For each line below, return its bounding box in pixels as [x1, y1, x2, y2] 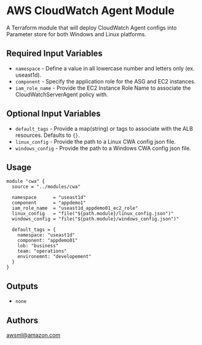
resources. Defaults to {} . [15, 131, 80, 139]
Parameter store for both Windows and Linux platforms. [6, 30, 147, 37]
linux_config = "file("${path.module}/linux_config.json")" [12, 211, 174, 217]
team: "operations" [17, 248, 67, 255]
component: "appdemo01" [17, 238, 78, 244]
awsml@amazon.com [6, 331, 61, 338]
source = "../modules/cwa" [12, 184, 81, 190]
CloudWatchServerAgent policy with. [15, 90, 108, 98]
